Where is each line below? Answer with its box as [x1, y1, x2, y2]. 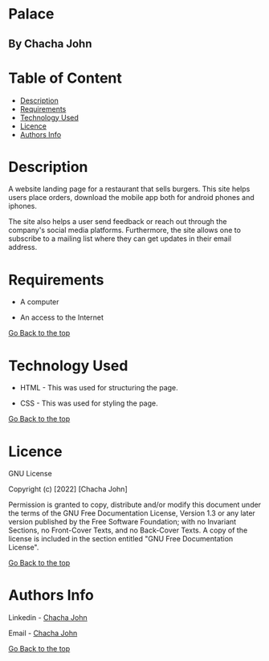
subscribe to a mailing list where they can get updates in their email [8, 234, 232, 243]
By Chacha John [8, 37, 92, 51]
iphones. [8, 202, 38, 211]
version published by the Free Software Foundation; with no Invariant [8, 517, 237, 527]
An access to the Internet [19, 312, 104, 322]
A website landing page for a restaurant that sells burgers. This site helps [8, 184, 251, 194]
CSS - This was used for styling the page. [19, 398, 158, 408]
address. [8, 243, 38, 252]
